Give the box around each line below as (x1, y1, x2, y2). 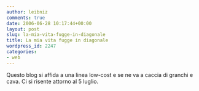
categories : (6, 49, 37, 55)
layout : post (6, 26, 40, 32)
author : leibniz (6, 9, 48, 15)
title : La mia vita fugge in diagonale (6, 37, 109, 43)
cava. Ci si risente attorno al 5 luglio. (6, 78, 99, 85)
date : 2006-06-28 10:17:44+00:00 (6, 20, 92, 26)
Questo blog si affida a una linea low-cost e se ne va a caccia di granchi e (6, 71, 193, 78)
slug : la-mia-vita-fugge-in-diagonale (6, 32, 106, 38)
